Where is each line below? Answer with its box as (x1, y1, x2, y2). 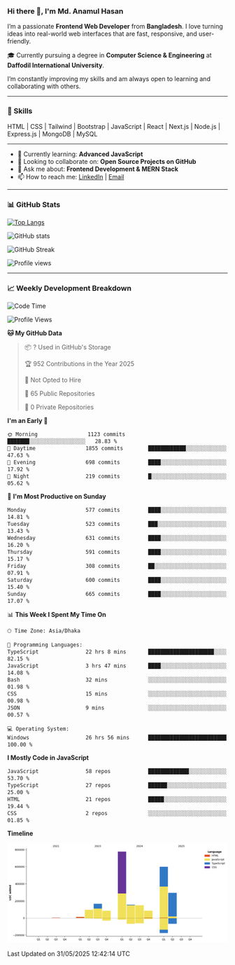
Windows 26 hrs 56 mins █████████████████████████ (7, 735, 227, 742)
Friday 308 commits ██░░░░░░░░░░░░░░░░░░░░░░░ (7, 563, 227, 570)
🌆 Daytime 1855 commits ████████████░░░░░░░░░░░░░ (7, 445, 227, 452)
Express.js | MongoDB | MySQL (7, 130, 98, 138)
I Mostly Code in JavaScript (7, 754, 90, 762)
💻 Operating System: (7, 726, 70, 733)
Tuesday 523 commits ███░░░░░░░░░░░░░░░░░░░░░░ (7, 521, 227, 528)
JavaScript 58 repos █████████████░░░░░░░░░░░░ (7, 768, 227, 775)
